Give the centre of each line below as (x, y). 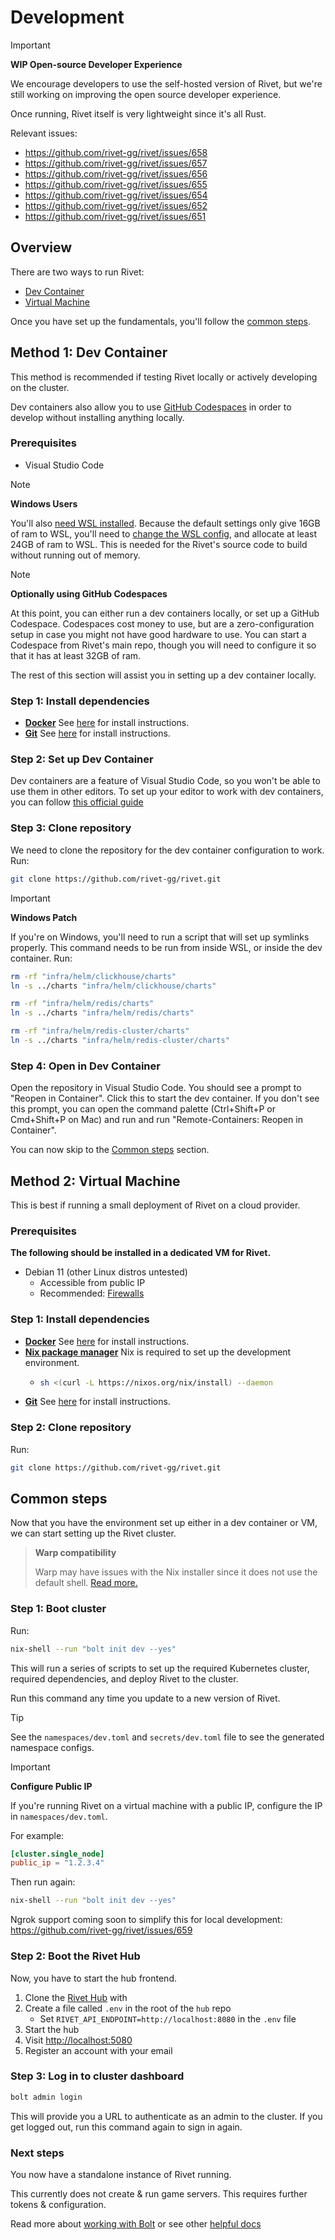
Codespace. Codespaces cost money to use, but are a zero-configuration (162, 623)
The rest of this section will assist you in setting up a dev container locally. (163, 675)
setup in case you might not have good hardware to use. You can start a (158, 634)
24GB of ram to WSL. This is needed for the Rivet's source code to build (159, 544)
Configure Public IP (51, 1786)
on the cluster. (40, 387)
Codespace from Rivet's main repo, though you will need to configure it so (163, 645)
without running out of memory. (75, 555)
